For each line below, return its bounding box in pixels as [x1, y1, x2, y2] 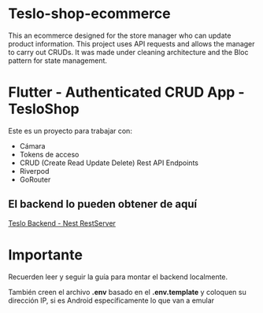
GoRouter [19, 175, 51, 184]
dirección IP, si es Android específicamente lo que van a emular [8, 296, 215, 305]
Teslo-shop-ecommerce [8, 5, 171, 23]
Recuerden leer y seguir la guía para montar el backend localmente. [8, 272, 228, 282]
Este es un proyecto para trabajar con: [8, 126, 132, 135]
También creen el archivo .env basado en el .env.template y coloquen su [8, 287, 246, 296]
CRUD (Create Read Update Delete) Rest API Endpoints [19, 158, 199, 168]
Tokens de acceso [19, 149, 80, 159]
